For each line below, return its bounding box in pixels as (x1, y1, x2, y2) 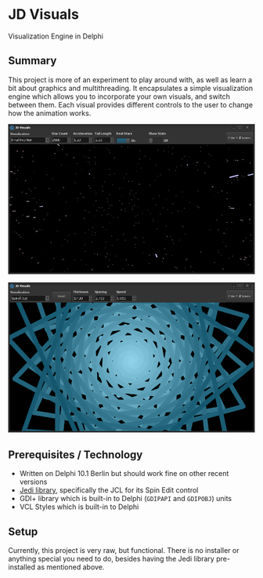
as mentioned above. (37, 562, 105, 572)
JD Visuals (8, 5, 80, 24)
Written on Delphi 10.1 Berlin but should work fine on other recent (19, 469, 229, 478)
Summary (8, 54, 57, 67)
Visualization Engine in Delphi (8, 31, 104, 41)
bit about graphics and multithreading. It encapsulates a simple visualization (8, 83, 254, 93)
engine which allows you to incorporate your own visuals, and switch (8, 92, 231, 101)
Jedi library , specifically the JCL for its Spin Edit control (19, 485, 199, 495)
